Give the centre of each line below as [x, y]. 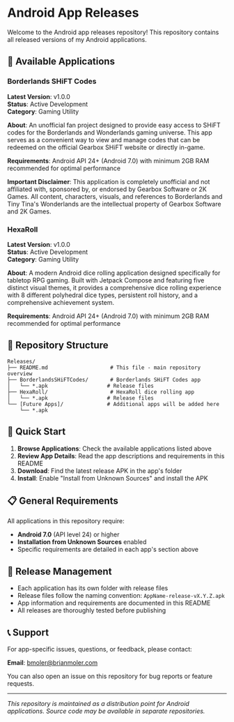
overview [20, 374]
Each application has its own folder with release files [93, 588]
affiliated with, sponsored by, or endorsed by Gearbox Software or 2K [107, 189]
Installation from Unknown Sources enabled [82, 542]
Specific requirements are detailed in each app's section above [108, 550]
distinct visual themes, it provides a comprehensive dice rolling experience [114, 287]
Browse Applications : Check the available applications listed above [115, 449]
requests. [21, 683]
